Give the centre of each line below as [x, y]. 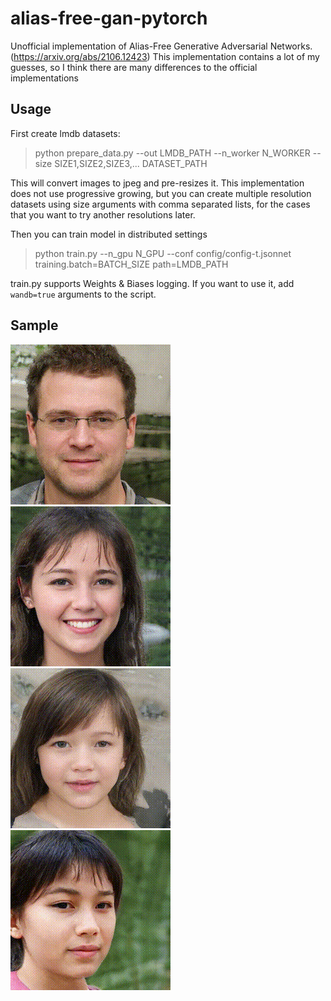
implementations [45, 78]
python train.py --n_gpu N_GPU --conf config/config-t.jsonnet [163, 253]
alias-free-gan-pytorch [109, 18]
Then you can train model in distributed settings [109, 234]
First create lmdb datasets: [65, 133]
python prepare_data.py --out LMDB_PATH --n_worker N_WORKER [172, 153]
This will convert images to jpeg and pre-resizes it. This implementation [157, 183]
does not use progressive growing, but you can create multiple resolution [161, 193]
